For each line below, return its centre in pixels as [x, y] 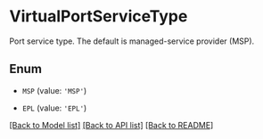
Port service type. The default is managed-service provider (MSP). [132, 41]
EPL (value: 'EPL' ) [54, 108]
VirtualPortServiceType [99, 16]
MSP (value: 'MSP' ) [54, 90]
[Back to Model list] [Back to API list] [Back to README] [111, 125]
